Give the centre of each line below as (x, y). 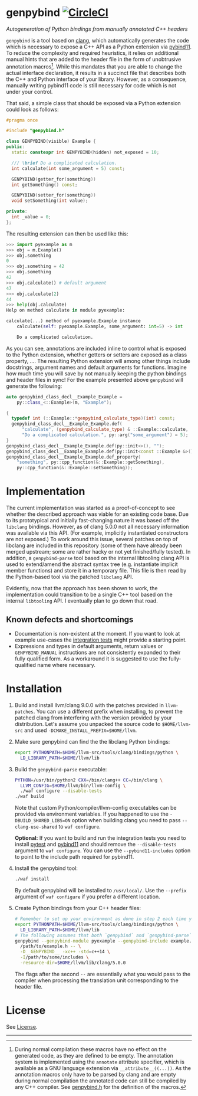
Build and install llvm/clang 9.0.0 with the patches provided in (89, 705)
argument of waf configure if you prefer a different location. (87, 897)
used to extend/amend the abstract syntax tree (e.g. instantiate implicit (92, 564)
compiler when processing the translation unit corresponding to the (96, 980)
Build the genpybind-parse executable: (61, 769)
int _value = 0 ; (31, 217)
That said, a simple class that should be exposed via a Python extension (93, 103)
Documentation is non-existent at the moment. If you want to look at (97, 633)
